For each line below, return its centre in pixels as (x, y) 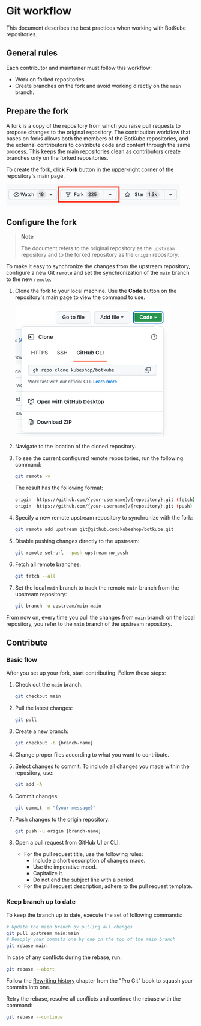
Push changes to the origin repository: (62, 819)
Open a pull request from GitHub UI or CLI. (67, 843)
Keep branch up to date (41, 902)
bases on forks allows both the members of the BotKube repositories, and (97, 138)
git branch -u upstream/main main (58, 606)
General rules (32, 53)
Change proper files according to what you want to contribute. (92, 754)
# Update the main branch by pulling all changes (70, 927)
